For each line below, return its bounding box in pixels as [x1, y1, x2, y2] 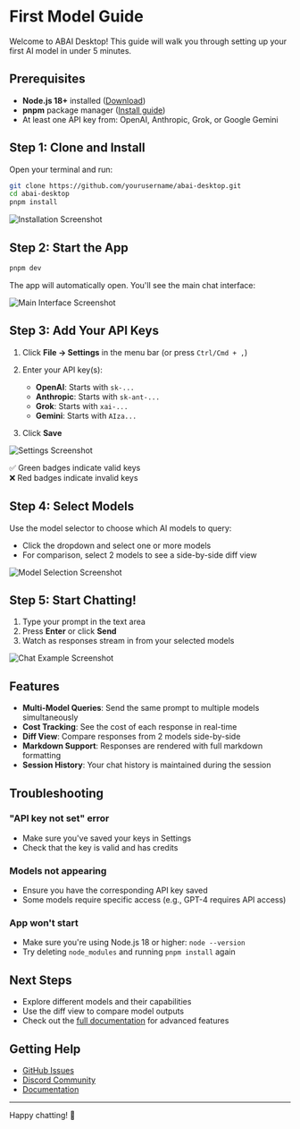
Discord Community [21, 1074, 96, 1085]
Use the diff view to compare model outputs [21, 1005, 185, 1017]
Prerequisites [9, 72, 86, 87]
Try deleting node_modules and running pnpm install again [21, 946, 236, 957]
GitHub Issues [21, 1065, 74, 1076]
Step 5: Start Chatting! [9, 593, 137, 608]
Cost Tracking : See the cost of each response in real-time [21, 722, 237, 732]
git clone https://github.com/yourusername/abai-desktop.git [9, 181, 242, 190]
